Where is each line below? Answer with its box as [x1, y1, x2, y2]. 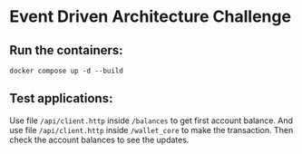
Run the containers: [9, 43, 124, 58]
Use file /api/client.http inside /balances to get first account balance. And [9, 115, 293, 126]
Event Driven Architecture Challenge [9, 6, 292, 27]
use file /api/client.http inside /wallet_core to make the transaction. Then [9, 124, 294, 135]
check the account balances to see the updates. [9, 134, 190, 145]
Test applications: [9, 91, 113, 106]
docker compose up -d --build [9, 66, 124, 75]
